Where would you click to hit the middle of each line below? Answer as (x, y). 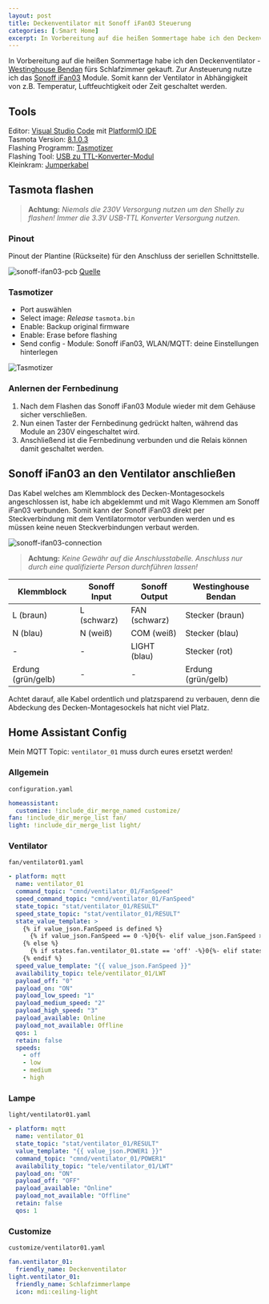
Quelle (90, 272)
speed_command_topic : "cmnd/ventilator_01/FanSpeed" (105, 899)
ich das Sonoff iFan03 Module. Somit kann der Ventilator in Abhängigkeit (128, 78)
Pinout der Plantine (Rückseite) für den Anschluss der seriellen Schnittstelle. (134, 256)
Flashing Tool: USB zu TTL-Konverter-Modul (81, 156)
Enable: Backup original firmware (74, 327)
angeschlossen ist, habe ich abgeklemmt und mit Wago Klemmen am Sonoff (134, 501)
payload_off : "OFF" (48, 1181)
